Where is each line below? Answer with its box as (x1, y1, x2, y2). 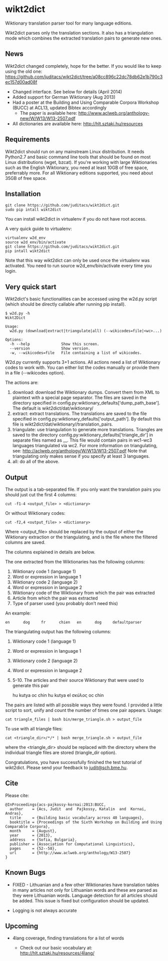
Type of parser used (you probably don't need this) (12, 601, 118, 606)
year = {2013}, (9, 833, 52, 838)
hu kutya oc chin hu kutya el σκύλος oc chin (12, 692, 104, 698)
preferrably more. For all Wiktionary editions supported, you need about (5, 169, 153, 176)
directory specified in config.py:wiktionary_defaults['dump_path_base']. (12, 400, 160, 406)
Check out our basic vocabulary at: (19, 945, 92, 951)
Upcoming (5, 922, 38, 930)
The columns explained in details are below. (5, 549, 95, 555)
